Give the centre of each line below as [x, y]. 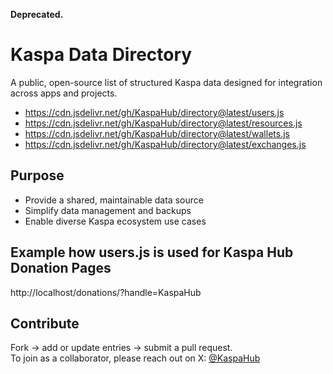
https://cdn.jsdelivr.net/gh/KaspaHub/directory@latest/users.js [154, 112]
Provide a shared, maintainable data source [114, 200]
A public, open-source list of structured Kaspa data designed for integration [166, 82]
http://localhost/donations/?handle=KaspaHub [106, 292]
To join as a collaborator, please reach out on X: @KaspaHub [135, 358]
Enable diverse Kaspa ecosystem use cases [115, 221]
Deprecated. [37, 14]
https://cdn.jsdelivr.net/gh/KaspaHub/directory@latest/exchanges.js [165, 144]
